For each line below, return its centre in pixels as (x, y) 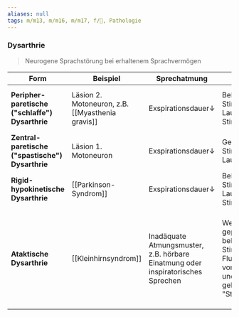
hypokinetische (38, 189)
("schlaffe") (32, 112)
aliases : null (28, 14)
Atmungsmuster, (176, 245)
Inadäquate (167, 236)
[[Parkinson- (94, 184)
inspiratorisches (175, 272)
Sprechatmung (182, 78)
